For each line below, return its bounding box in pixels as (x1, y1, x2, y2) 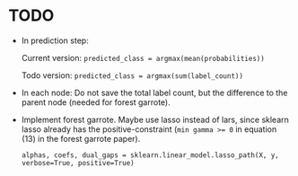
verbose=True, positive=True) (21, 158, 136, 167)
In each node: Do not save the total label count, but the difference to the (21, 87, 288, 98)
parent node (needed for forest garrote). (21, 96, 171, 108)
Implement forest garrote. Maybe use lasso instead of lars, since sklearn (21, 114, 289, 125)
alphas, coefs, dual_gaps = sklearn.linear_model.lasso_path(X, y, (21, 150, 279, 160)
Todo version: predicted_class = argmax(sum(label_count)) (21, 69, 244, 81)
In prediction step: (21, 35, 89, 46)
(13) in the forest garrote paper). (21, 133, 141, 144)
